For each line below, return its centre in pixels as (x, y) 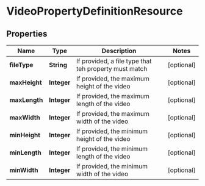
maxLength (26, 100)
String (58, 65)
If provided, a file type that (114, 61)
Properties (27, 34)
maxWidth (25, 117)
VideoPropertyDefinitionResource (95, 11)
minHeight (25, 135)
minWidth (24, 170)
